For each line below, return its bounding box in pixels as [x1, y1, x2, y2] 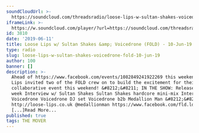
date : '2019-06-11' [6, 36, 54, 42]
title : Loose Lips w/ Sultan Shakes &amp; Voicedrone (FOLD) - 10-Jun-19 [6, 42, 192, 48]
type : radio [6, 47, 36, 53]
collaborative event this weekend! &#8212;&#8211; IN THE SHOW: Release [11, 85, 195, 91]
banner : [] [6, 63, 33, 69]
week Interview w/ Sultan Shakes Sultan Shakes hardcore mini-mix [11, 91, 179, 97]
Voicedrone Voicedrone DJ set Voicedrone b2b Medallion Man [11, 96, 163, 102]
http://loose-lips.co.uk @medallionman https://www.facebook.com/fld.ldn [11, 101, 197, 108]
